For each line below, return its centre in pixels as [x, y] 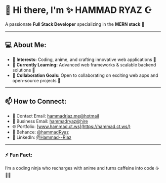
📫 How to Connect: [36, 101]
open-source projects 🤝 [36, 80]
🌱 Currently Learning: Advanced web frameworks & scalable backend [84, 64]
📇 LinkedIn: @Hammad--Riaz [42, 137]
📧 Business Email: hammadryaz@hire [50, 121]
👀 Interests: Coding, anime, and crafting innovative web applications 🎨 [84, 60]
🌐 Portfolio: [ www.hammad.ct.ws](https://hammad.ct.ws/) [71, 126]
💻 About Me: [26, 45]
